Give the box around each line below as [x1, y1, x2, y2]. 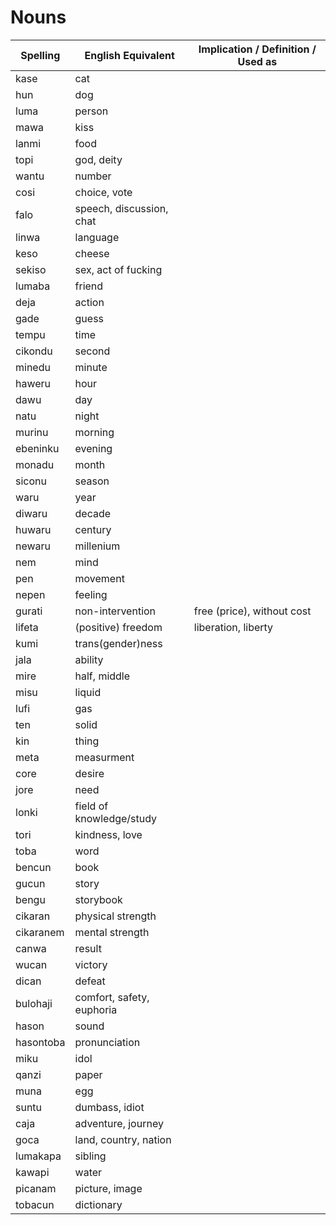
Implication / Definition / [198, 42, 317, 56]
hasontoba [15, 1035, 66, 1049]
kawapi [15, 1165, 50, 1179]
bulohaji [15, 996, 53, 1010]
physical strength [74, 909, 157, 923]
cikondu [15, 344, 53, 358]
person [74, 104, 109, 118]
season [74, 474, 110, 488]
